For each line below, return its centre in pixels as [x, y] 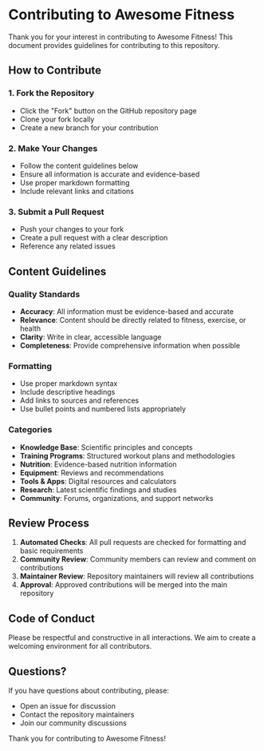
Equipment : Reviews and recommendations [92, 472]
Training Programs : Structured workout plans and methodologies [127, 455]
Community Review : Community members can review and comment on [138, 559]
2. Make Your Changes [53, 148]
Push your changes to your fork [72, 229]
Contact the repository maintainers [77, 714]
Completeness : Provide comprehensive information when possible [130, 345]
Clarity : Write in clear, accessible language [91, 336]
